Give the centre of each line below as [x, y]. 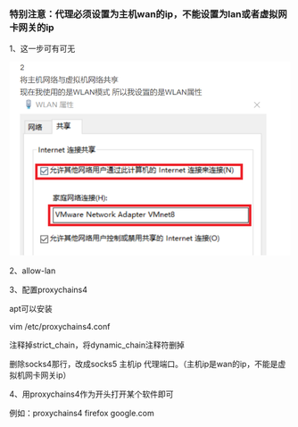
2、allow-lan [33, 271]
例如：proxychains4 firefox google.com [82, 413]
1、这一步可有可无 [42, 49]
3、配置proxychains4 [48, 289]
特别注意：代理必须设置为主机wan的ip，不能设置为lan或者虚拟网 [148, 13]
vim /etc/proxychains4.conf [60, 326]
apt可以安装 [31, 308]
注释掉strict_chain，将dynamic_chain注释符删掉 [97, 345]
